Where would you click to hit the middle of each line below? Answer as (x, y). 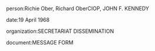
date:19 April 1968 (28, 20)
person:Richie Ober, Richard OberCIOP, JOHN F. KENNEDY (77, 8)
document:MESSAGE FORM (40, 42)
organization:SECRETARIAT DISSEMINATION (60, 31)
